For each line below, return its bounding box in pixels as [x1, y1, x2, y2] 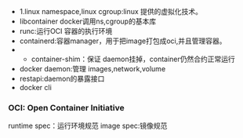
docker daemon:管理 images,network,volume [19, 64, 166, 73]
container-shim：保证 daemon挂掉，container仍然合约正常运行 [31, 54, 235, 64]
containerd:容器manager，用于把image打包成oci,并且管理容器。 [19, 36, 227, 45]
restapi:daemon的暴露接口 [19, 74, 105, 83]
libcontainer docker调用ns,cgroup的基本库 [19, 16, 157, 26]
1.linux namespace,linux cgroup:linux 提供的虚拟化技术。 [19, 7, 202, 16]
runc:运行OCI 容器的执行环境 [19, 27, 113, 35]
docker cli [19, 83, 53, 92]
